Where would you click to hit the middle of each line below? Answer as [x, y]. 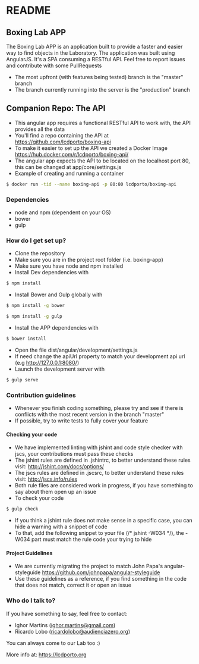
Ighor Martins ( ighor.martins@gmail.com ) [65, 625]
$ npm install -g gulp [34, 317]
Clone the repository [40, 253]
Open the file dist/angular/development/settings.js [76, 350]
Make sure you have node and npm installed [69, 266]
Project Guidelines [29, 553]
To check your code [39, 498]
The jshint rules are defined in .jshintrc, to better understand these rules [103, 460]
